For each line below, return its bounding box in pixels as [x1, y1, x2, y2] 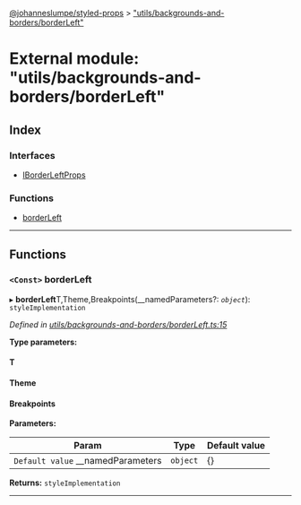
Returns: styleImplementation [9, 477, 121, 488]
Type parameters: [9, 336, 78, 347]
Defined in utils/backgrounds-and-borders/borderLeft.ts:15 [9, 318, 228, 330]
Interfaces [9, 149, 56, 161]
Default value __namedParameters [13, 455, 162, 467]
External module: [9, 48, 140, 69]
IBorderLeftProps [21, 170, 87, 180]
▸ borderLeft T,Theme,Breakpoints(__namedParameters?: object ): [9, 293, 251, 304]
